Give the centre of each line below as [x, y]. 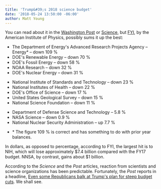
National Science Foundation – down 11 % [54, 103]
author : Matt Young [25, 18]
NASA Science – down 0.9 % [41, 118]
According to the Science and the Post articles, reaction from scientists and [80, 166]
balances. [22, 137]
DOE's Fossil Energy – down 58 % [46, 62]
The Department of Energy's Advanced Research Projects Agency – [80, 47]
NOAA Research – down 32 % [42, 68]
